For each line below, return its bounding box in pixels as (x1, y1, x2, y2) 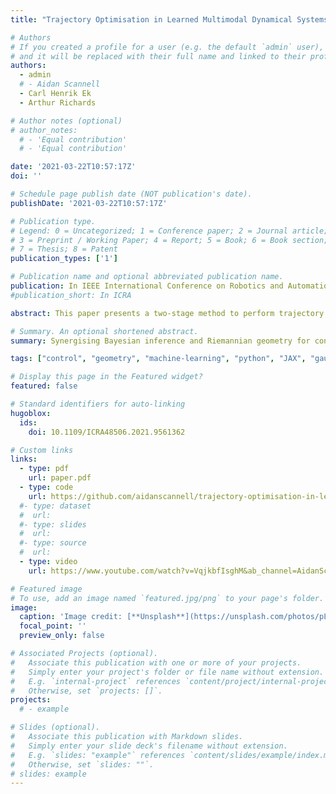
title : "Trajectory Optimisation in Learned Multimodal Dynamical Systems (10, 14, 329, 25)
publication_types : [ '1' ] (10, 254, 118, 264)
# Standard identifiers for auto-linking (10, 399, 186, 409)
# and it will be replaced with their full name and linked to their (10, 51, 307, 61)
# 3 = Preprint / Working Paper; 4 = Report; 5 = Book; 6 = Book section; (10, 235, 329, 245)
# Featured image (10, 584, 83, 594)
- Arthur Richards (19, 97, 97, 108)
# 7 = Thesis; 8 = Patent (10, 244, 118, 255)
